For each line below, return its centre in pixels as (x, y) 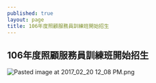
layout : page (26, 20)
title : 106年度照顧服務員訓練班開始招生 (58, 26)
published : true (30, 13)
